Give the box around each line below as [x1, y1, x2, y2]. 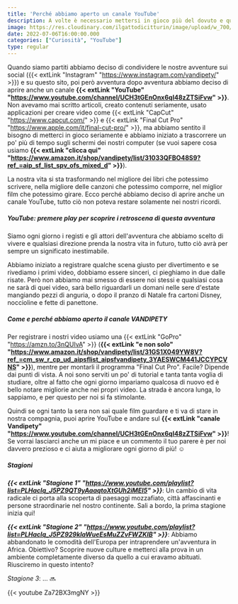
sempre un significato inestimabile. [7, 247, 110, 255]
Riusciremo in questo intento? [7, 560, 94, 568]
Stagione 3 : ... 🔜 [7, 573, 57, 583]
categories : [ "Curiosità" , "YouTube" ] [7, 37, 122, 44]
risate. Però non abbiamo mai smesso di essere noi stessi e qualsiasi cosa [7, 275, 223, 284]
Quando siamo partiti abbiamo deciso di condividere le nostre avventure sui [7, 63, 228, 71]
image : [7, 23, 27, 31]
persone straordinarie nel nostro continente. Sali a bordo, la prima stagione [7, 501, 227, 509]
